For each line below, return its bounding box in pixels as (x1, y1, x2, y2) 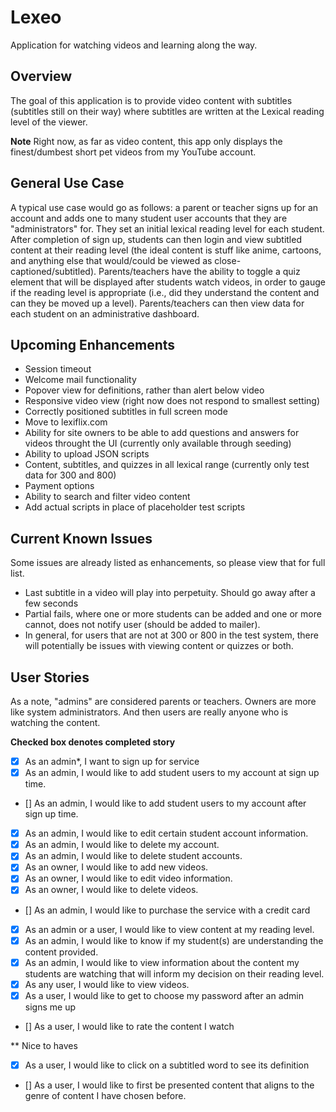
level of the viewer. (10, 116, 88, 128)
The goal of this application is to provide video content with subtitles (10, 94, 293, 106)
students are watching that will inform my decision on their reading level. (24, 967, 325, 980)
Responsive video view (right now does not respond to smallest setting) (24, 395, 321, 407)
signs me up (24, 1001, 76, 1013)
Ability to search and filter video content (24, 491, 191, 503)
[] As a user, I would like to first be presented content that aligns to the (24, 1079, 315, 1091)
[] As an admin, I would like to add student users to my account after (24, 797, 307, 810)
